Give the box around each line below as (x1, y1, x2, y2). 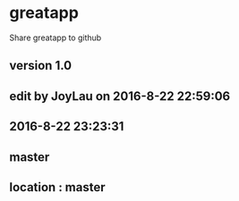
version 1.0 (9, 58, 73, 73)
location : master (9, 180, 106, 195)
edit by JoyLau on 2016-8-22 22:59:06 (9, 88, 231, 104)
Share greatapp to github (9, 32, 102, 43)
